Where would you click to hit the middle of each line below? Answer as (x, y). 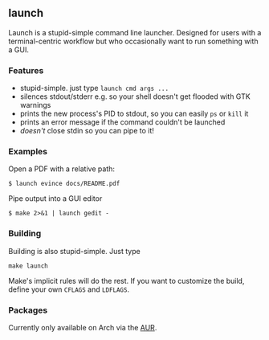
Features (26, 70)
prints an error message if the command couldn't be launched (122, 122)
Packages (28, 310)
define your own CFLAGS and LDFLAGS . (69, 289)
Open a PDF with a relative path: (61, 169)
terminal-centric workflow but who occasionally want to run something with (133, 41)
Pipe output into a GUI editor (55, 199)
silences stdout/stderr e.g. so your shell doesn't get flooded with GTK (135, 96)
